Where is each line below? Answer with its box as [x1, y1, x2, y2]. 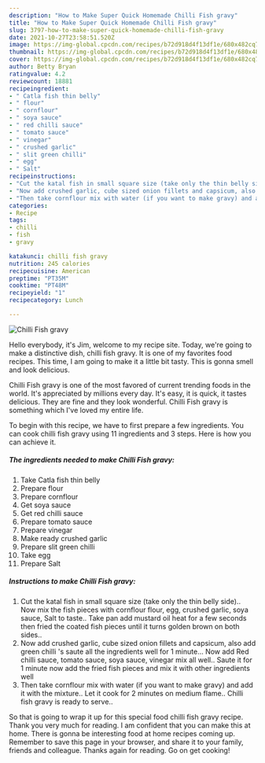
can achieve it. [9, 437, 57, 447]
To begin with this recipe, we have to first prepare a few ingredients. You [9, 420, 245, 429]
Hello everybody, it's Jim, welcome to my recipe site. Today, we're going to [9, 340, 252, 349]
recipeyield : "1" [9, 289, 66, 297]
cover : [9, 56, 31, 64]
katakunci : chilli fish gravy [9, 252, 109, 260]
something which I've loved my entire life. [9, 405, 144, 415]
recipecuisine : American [9, 267, 90, 275]
